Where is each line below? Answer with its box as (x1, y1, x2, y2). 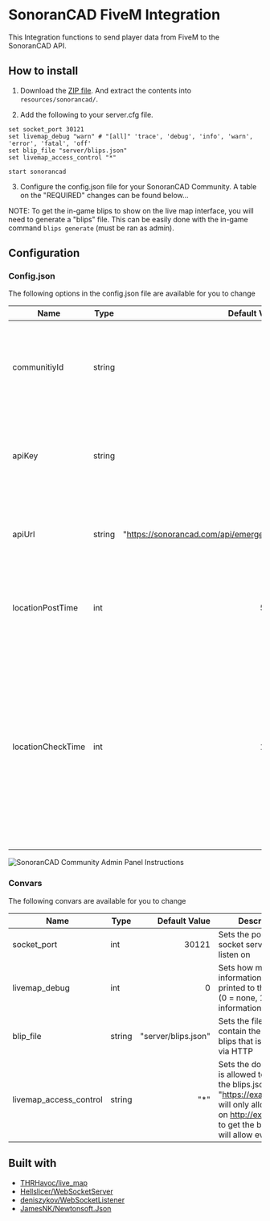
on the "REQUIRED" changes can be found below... (19, 190, 189, 200)
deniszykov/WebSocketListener (19, 1194, 125, 1205)
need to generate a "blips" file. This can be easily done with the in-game (8, 214, 248, 224)
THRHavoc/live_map (19, 1178, 88, 1187)
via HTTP (218, 1045, 253, 1057)
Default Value (157, 915, 211, 926)
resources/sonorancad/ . (19, 94, 99, 104)
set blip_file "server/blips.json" (8, 147, 128, 155)
